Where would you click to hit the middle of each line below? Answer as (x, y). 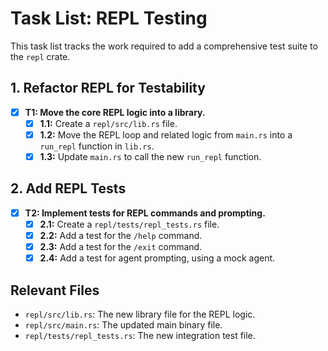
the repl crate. (40, 56)
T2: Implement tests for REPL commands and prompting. (145, 213)
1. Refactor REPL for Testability (108, 88)
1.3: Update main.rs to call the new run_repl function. (150, 156)
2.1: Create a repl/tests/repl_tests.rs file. (129, 224)
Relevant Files (55, 290)
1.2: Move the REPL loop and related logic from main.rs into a (166, 134)
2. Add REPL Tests (68, 188)
